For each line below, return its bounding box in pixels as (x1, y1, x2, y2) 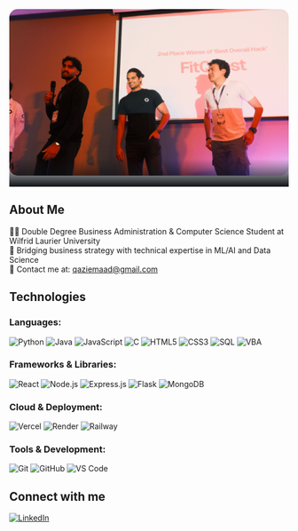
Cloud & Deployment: (9, 400, 104, 413)
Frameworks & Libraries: (9, 359, 117, 371)
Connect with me (9, 488, 106, 504)
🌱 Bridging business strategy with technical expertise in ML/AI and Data (9, 244, 271, 256)
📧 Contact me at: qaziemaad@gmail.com (9, 264, 158, 274)
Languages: (9, 316, 62, 329)
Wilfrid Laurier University (9, 235, 100, 246)
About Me (9, 202, 65, 218)
